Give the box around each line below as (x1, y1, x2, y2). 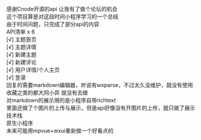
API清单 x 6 (6, 28, 35, 35)
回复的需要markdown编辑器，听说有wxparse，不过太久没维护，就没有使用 (6, 82, 193, 88)
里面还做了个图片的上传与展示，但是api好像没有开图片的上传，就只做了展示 (6, 104, 196, 111)
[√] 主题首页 (6, 36, 37, 43)
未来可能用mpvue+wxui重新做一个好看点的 (6, 127, 114, 134)
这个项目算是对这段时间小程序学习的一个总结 (6, 13, 119, 20)
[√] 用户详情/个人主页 (6, 66, 60, 73)
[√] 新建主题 (6, 51, 37, 58)
